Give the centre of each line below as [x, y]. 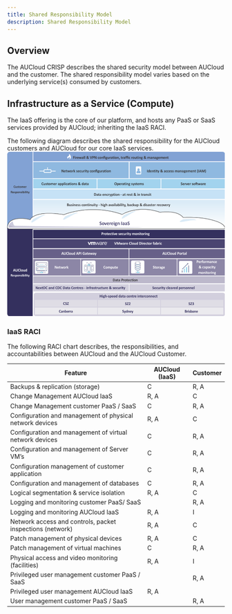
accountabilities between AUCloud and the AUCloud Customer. [97, 354]
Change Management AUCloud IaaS [61, 396]
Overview [29, 51]
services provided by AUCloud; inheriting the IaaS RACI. [87, 128]
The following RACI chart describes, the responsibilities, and [93, 347]
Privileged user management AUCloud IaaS [71, 592]
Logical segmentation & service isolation [68, 493]
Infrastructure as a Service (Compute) [91, 103]
